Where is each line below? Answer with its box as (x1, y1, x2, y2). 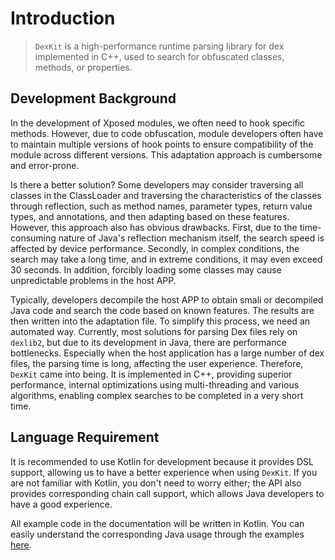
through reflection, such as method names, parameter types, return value (10, 200, 313, 212)
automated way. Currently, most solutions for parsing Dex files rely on (10, 325, 298, 337)
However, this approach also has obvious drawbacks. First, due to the (10, 221, 298, 233)
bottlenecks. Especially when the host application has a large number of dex (10, 347, 325, 359)
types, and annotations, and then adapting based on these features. (10, 210, 290, 222)
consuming (10, 232, 57, 244)
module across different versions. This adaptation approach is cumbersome (10, 148, 323, 161)
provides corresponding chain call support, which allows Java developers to (10, 487, 325, 499)
